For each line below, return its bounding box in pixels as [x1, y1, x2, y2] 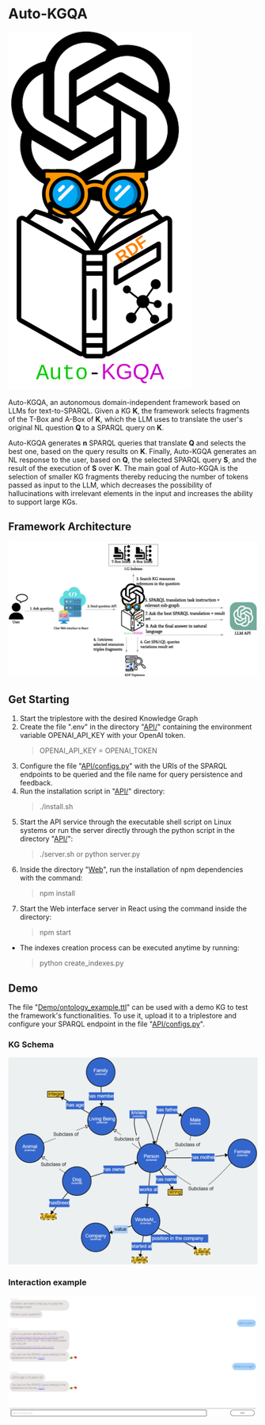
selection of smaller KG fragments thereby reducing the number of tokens [8, 472, 249, 481]
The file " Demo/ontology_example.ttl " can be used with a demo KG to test [8, 1003, 248, 1012]
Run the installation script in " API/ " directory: [19, 786, 165, 797]
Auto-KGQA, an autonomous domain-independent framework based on [8, 397, 241, 407]
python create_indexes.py [39, 958, 124, 968]
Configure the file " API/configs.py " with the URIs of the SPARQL [19, 762, 228, 771]
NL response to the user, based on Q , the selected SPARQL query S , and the [8, 455, 257, 464]
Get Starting [8, 693, 70, 706]
